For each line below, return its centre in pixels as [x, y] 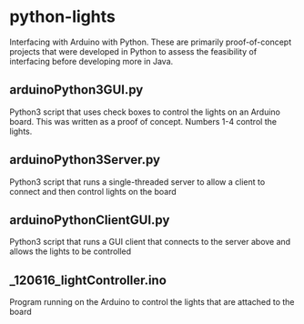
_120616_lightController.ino [88, 280]
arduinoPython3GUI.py [76, 90]
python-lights [62, 17]
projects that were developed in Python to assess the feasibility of [133, 51]
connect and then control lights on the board [93, 191]
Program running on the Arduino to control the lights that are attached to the [152, 302]
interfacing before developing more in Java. [91, 61]
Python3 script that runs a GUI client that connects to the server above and [150, 242]
